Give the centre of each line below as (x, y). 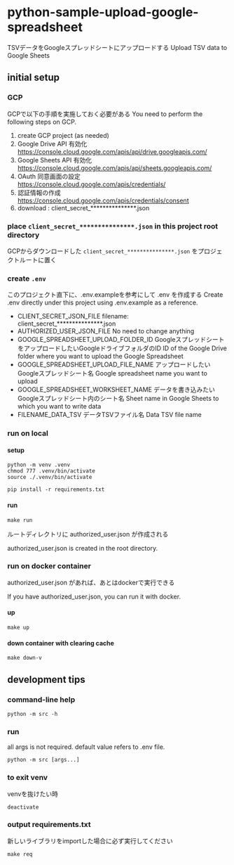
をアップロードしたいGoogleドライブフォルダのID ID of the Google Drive (122, 348)
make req (20, 854)
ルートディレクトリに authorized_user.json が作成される (88, 534)
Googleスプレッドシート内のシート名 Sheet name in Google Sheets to (118, 399)
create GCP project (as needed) (63, 135)
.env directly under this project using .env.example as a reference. (103, 302)
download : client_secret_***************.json (83, 207)
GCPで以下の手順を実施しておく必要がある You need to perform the (105, 114)
